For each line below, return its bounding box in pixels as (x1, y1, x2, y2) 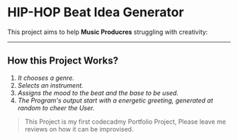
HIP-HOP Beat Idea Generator (7, 4, 184, 21)
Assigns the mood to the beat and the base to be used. (17, 88, 179, 97)
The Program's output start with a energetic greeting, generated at (17, 96, 214, 105)
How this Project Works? (7, 54, 119, 67)
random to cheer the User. (17, 103, 95, 112)
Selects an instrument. (17, 81, 84, 89)
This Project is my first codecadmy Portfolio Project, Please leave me (24, 117, 227, 126)
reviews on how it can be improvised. (24, 124, 134, 133)
